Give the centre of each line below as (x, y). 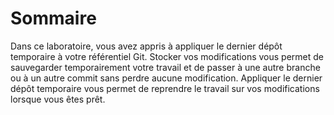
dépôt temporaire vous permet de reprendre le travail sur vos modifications (165, 88)
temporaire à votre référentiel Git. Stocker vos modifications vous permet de (167, 56)
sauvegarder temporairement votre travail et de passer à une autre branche (165, 67)
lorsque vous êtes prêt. (58, 99)
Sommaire (53, 18)
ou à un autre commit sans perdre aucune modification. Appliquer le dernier (166, 78)
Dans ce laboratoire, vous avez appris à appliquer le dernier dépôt (146, 46)
